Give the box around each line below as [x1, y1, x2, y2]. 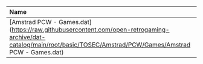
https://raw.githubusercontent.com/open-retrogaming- [11, 25, 170, 34]
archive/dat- [9, 33, 46, 41]
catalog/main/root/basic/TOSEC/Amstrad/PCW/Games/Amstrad [9, 40, 191, 49]
